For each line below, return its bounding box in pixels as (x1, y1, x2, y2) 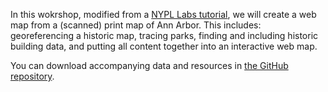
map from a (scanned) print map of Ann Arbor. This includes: (10, 19, 262, 31)
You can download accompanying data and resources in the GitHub (10, 60, 289, 71)
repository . (10, 70, 55, 82)
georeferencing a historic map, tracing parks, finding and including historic (10, 30, 319, 41)
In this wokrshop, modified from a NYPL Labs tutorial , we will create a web (10, 9, 317, 20)
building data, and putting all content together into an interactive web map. (10, 40, 318, 52)
